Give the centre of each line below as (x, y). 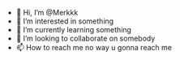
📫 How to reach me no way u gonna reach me (94, 47)
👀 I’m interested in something (65, 21)
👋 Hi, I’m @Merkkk (47, 13)
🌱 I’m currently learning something (74, 30)
